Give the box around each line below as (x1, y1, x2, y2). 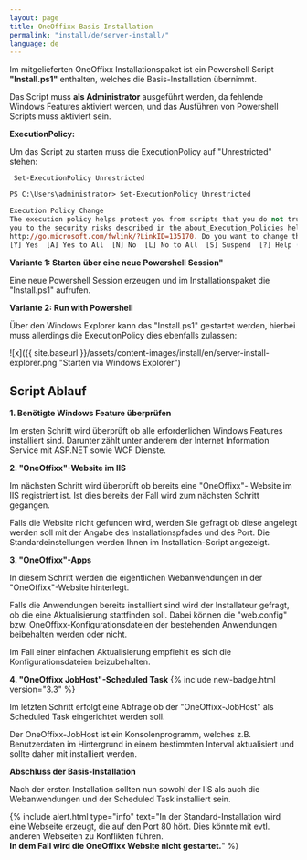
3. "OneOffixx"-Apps (9, 554, 92, 565)
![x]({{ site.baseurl (9, 347, 79, 358)
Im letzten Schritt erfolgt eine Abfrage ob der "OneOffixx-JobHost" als (9, 702, 274, 713)
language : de (9, 38, 59, 48)
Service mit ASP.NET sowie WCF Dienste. (9, 445, 166, 456)
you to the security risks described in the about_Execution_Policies (9, 223, 284, 232)
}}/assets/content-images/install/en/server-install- (79, 347, 270, 358)
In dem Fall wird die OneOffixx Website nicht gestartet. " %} (9, 841, 239, 852)
